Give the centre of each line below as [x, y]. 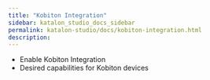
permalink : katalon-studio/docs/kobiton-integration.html [105, 30]
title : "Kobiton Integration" [58, 15]
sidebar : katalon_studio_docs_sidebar [72, 23]
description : [29, 37]
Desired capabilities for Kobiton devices [84, 68]
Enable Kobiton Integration [63, 60]
